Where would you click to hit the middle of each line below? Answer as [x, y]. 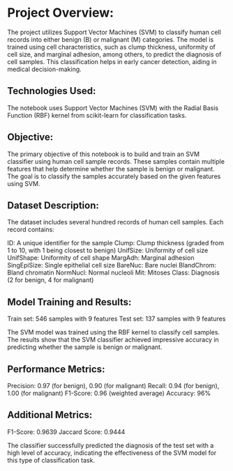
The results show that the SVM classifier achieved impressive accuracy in [113, 340]
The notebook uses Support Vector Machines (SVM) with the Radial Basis [113, 108]
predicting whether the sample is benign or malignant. [85, 347]
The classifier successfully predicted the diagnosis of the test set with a [111, 445]
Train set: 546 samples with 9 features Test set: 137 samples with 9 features [116, 319]
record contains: [31, 230]
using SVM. [24, 183]
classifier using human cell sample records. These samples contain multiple [116, 161]
